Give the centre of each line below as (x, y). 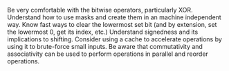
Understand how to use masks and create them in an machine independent (114, 17)
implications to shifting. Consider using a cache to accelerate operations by (115, 39)
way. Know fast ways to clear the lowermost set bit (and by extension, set (112, 24)
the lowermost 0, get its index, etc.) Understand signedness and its (103, 32)
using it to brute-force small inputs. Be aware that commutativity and (105, 47)
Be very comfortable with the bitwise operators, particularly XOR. (100, 10)
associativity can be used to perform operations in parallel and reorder (108, 54)
